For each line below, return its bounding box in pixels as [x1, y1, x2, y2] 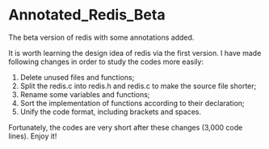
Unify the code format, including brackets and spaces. [19, 107, 202, 117]
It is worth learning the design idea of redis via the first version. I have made [8, 48, 262, 57]
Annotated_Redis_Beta [8, 6, 166, 24]
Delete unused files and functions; [19, 72, 135, 82]
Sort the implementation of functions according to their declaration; [19, 98, 245, 108]
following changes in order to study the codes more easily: [8, 57, 204, 66]
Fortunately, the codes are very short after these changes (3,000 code [8, 122, 243, 132]
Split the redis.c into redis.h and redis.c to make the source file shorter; [19, 81, 257, 91]
